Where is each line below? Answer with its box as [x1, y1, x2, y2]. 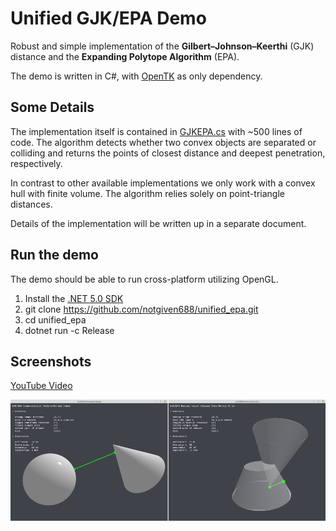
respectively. [10, 157, 63, 169]
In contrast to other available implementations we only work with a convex [10, 177, 316, 189]
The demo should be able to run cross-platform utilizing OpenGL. [10, 273, 279, 285]
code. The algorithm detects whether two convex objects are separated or [10, 136, 317, 148]
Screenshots [10, 353, 92, 370]
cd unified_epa [24, 313, 87, 326]
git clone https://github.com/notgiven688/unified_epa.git [24, 303, 259, 315]
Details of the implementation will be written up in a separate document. [10, 217, 307, 229]
